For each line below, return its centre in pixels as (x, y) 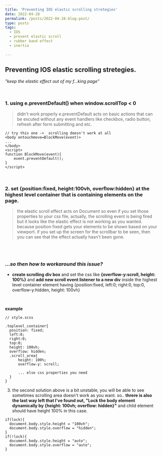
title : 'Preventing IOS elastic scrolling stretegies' (61, 9)
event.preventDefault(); (39, 158)
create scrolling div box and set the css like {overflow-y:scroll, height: (84, 275)
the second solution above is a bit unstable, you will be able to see (78, 390)
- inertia (19, 46)
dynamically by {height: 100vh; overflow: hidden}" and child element (83, 406)
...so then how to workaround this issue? (54, 264)
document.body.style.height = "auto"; (49, 441)
